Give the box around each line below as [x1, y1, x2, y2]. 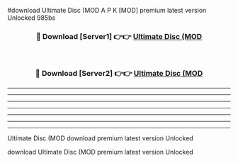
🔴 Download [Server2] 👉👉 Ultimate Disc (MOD [35, 69, 203, 79]
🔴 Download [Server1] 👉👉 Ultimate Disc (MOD [35, 31, 203, 41]
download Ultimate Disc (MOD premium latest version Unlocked [7, 147, 193, 156]
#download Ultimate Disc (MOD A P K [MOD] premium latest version [7, 6, 207, 14]
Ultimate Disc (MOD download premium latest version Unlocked [7, 134, 193, 142]
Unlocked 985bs [7, 13, 56, 22]
